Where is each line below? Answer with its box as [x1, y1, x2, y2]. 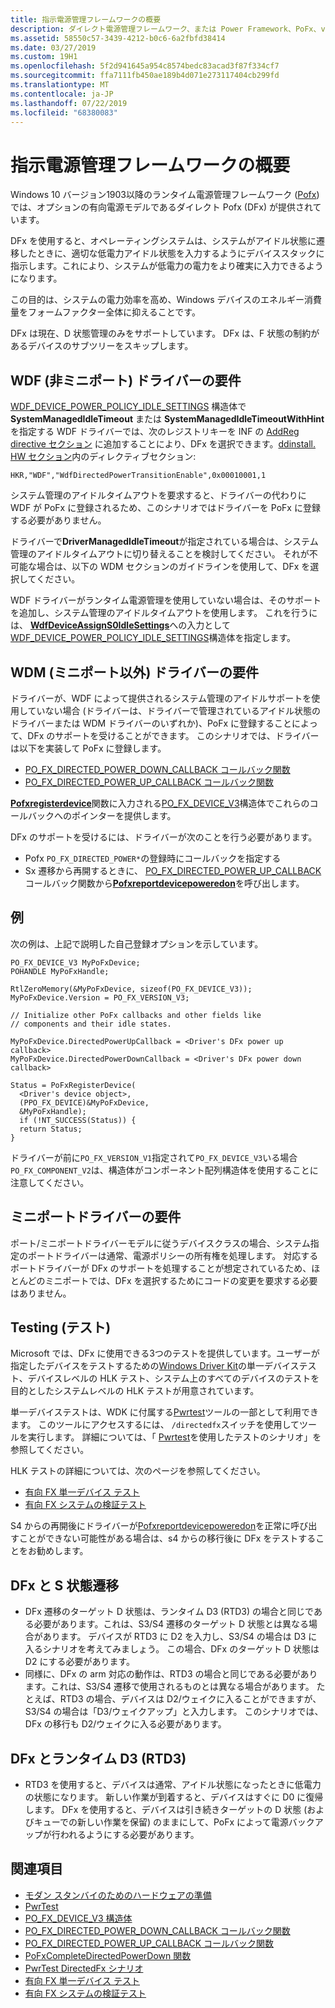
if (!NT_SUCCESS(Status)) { [19, 1115, 137, 1125]
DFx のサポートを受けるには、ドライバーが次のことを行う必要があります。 [10, 831, 318, 843]
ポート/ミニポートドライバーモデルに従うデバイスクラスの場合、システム [10, 1237, 311, 1249]
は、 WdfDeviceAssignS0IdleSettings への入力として [10, 619, 231, 631]
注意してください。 [10, 1176, 90, 1188]
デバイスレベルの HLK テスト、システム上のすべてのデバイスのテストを [27, 1372, 320, 1385]
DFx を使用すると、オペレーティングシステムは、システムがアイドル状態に [10, 235, 317, 247]
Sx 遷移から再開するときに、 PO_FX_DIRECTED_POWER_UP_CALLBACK [24, 864, 322, 876]
